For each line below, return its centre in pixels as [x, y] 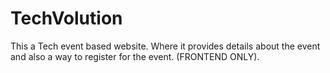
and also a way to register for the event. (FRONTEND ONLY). [135, 56]
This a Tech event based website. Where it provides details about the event [165, 46]
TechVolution [66, 18]
